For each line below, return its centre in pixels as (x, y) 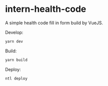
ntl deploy (16, 78)
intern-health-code (46, 9)
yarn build (16, 60)
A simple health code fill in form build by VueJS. (54, 23)
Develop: (14, 32)
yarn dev (14, 41)
